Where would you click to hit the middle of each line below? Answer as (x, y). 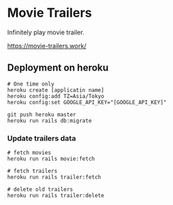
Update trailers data (42, 138)
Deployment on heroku (58, 68)
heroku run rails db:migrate (50, 120)
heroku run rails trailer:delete (56, 196)
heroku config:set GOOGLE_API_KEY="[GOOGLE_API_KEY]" (87, 102)
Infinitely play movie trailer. (46, 32)
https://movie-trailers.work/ (47, 45)
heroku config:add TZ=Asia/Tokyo (56, 96)
